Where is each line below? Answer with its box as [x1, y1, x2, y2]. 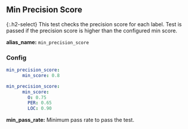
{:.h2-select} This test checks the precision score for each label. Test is [6, 20, 182, 27]
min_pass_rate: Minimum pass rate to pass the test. [6, 116, 134, 124]
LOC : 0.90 [27, 106, 52, 112]
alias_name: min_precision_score [6, 38, 90, 45]
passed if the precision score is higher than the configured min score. [6, 27, 178, 34]
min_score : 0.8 [21, 72, 60, 78]
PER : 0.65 [27, 100, 52, 106]
